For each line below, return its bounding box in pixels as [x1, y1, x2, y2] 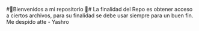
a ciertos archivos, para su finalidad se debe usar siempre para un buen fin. [6, 12, 194, 19]
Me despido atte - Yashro [6, 18, 69, 25]
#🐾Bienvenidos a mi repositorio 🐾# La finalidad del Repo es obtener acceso [6, 6, 193, 13]
